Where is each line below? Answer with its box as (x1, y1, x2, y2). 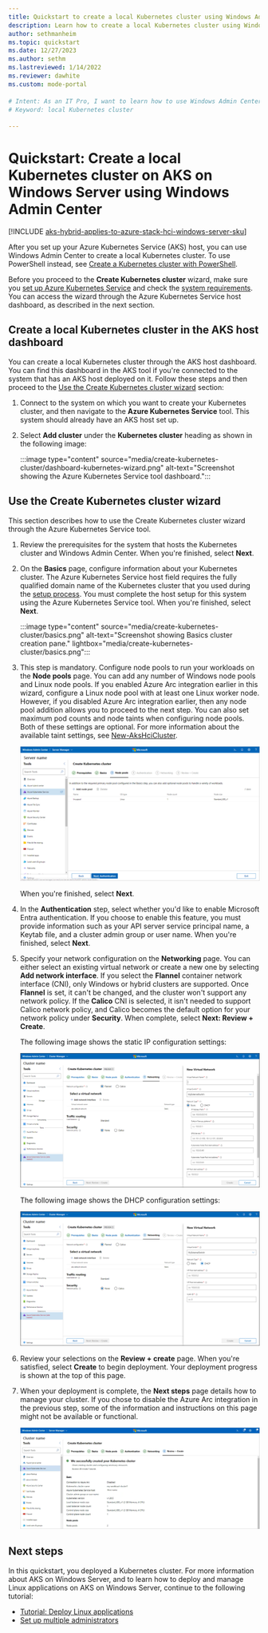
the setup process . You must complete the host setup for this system (19, 589, 247, 598)
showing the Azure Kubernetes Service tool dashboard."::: (19, 471, 211, 481)
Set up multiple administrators (19, 1615, 119, 1625)
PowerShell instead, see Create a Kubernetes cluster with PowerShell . (8, 260, 238, 269)
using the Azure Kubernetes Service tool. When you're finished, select (19, 598, 251, 607)
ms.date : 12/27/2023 (8, 46, 77, 55)
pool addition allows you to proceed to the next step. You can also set (19, 705, 250, 714)
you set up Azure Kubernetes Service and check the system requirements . (8, 284, 254, 293)
